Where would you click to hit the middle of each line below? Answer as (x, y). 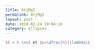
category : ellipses (26, 29)
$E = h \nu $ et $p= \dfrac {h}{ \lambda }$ (48, 43)
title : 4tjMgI (20, 10)
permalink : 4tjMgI (25, 15)
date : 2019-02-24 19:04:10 (34, 24)
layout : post (19, 19)
